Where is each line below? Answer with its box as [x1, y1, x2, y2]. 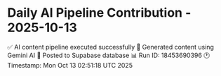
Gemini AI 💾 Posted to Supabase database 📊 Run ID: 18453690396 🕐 [7, 51, 210, 59]
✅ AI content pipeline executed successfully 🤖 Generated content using [7, 43, 214, 51]
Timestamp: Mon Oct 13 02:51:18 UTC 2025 [7, 61, 133, 69]
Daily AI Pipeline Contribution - [7, 5, 192, 21]
